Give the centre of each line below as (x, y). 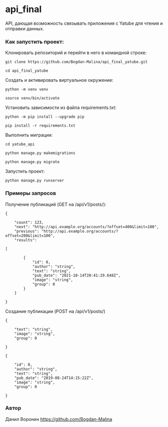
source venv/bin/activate (32, 98)
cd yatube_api (20, 144)
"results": (26, 240)
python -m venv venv (27, 89)
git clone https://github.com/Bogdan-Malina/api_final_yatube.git (76, 62)
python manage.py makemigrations (40, 153)
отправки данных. (25, 28)
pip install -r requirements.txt (40, 126)
